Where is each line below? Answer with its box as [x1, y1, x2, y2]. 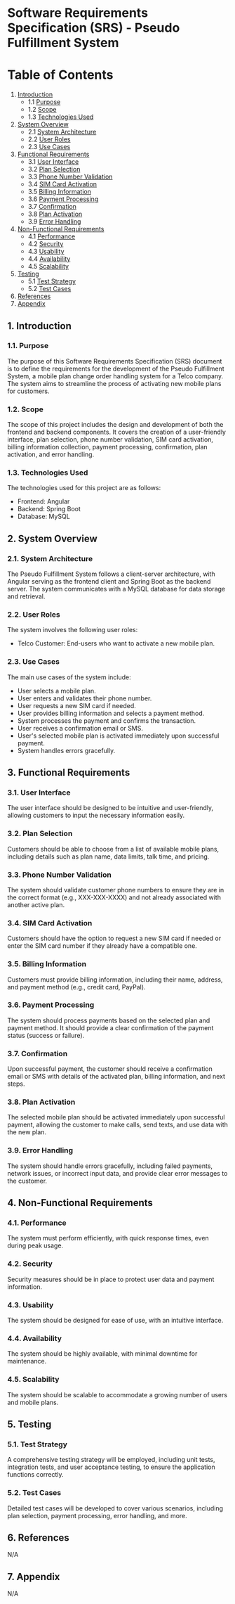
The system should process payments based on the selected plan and [7, 1016, 210, 1025]
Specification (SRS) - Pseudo [7, 20, 180, 36]
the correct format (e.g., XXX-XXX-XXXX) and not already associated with [7, 893, 221, 902]
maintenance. [7, 1357, 47, 1366]
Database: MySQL [17, 512, 70, 521]
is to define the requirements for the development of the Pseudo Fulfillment [7, 364, 224, 373]
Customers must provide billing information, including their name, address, [7, 975, 223, 984]
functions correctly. [7, 1470, 65, 1479]
